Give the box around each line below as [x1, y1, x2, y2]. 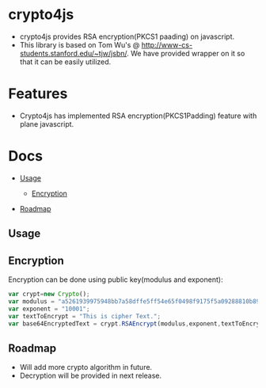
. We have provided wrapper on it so [126, 48, 245, 58]
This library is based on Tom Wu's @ [19, 40, 140, 49]
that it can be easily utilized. [19, 57, 112, 67]
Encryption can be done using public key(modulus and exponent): [8, 275, 223, 284]
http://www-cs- [141, 40, 192, 49]
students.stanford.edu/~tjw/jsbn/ [19, 48, 127, 58]
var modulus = [8, 297, 55, 306]
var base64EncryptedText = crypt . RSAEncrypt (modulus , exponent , [8, 319, 222, 328]
